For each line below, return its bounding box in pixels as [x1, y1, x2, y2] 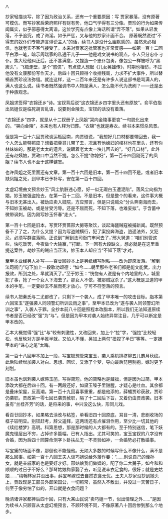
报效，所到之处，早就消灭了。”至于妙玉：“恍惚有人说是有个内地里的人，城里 [5, 270, 160, 276]
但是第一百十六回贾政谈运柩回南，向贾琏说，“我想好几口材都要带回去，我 [5, 134, 156, 139]
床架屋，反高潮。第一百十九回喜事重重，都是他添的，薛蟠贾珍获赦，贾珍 [13, 388, 163, 394]
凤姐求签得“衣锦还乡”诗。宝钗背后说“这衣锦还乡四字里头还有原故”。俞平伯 [5, 99, 157, 106]
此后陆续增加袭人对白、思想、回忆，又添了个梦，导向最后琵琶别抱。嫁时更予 [5, 359, 163, 365]
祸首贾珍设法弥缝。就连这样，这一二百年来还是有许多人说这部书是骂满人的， [5, 76, 163, 82]
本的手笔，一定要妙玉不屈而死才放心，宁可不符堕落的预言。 [5, 283, 128, 289]
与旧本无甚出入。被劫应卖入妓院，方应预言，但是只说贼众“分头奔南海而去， [5, 199, 161, 204]
